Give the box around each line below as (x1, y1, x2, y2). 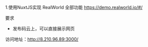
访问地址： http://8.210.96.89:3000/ (5, 36, 79, 42)
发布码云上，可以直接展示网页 (12, 25, 75, 31)
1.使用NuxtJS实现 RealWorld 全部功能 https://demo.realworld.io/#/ (5, 4, 143, 10)
